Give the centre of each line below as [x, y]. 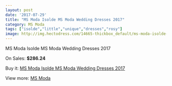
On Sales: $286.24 [26, 58]
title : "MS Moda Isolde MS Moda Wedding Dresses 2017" [65, 19]
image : [12, 34]
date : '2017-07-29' [26, 15]
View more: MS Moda [28, 78]
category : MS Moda [25, 24]
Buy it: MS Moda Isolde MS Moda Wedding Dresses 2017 [65, 68]
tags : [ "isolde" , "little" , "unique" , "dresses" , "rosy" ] [64, 29]
